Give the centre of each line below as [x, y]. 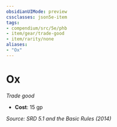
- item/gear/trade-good [35, 34]
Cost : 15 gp [29, 107]
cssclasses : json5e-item [37, 17]
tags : [13, 22]
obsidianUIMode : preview [37, 12]
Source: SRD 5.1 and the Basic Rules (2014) [59, 118]
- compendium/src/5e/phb [37, 28]
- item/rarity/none [30, 39]
